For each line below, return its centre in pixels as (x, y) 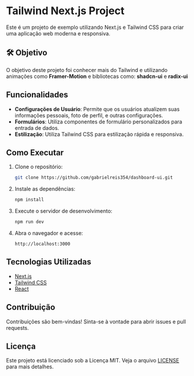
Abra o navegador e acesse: (49, 233)
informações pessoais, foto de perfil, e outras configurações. (89, 115)
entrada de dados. (37, 127)
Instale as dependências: (45, 189)
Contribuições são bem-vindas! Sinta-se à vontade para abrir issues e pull (96, 321)
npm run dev (29, 222)
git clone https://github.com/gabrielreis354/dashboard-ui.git (94, 178)
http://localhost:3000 (42, 244)
